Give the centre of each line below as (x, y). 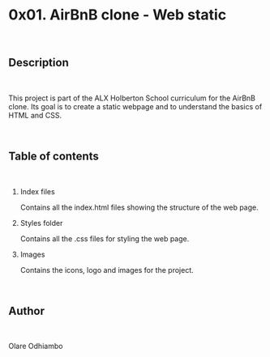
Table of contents (54, 157)
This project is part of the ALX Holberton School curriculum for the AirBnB (132, 98)
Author (26, 310)
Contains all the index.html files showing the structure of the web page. (139, 207)
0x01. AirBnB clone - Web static (118, 15)
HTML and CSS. (35, 115)
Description (39, 63)
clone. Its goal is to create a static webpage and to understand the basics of (135, 106)
